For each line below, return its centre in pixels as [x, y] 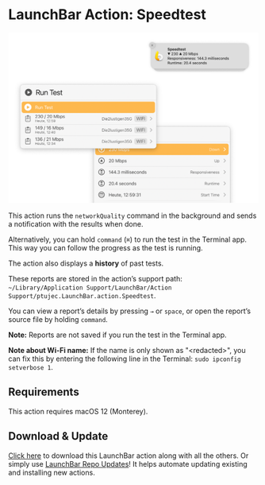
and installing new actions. [52, 472]
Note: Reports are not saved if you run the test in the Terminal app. [118, 335]
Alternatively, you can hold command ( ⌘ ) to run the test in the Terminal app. [128, 239]
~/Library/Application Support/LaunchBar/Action [90, 288]
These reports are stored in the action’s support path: [95, 278]
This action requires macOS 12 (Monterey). [78, 411]
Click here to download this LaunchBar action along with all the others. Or [129, 456]
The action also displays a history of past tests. [86, 263]
